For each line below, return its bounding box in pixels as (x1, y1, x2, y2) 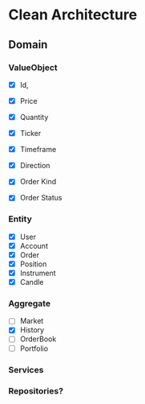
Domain (8, 38, 48, 52)
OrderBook (19, 334, 57, 344)
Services (8, 364, 44, 375)
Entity (8, 213, 32, 225)
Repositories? (8, 385, 64, 397)
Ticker (19, 129, 42, 138)
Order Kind (19, 177, 57, 187)
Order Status (19, 193, 62, 203)
